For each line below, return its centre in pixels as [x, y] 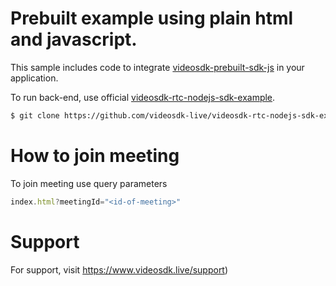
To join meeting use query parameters [89, 183]
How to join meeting [95, 156]
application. [34, 78]
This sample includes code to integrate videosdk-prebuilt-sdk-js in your [157, 67]
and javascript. [74, 39]
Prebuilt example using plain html [152, 18]
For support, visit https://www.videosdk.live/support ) [119, 269]
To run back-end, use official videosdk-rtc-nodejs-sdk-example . [143, 97]
